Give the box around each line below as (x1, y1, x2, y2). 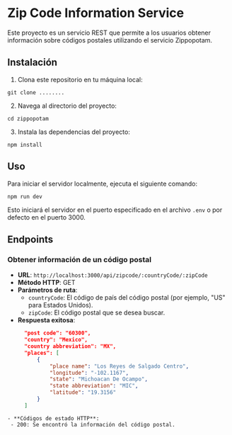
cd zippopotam (7, 115, 50, 122)
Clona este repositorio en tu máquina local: (17, 75, 143, 84)
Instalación (7, 57, 58, 69)
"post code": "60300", (24, 329, 91, 337)
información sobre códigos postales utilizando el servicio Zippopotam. (7, 35, 213, 44)
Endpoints (7, 233, 54, 245)
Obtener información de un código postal (7, 254, 152, 264)
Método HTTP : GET (17, 278, 76, 287)
